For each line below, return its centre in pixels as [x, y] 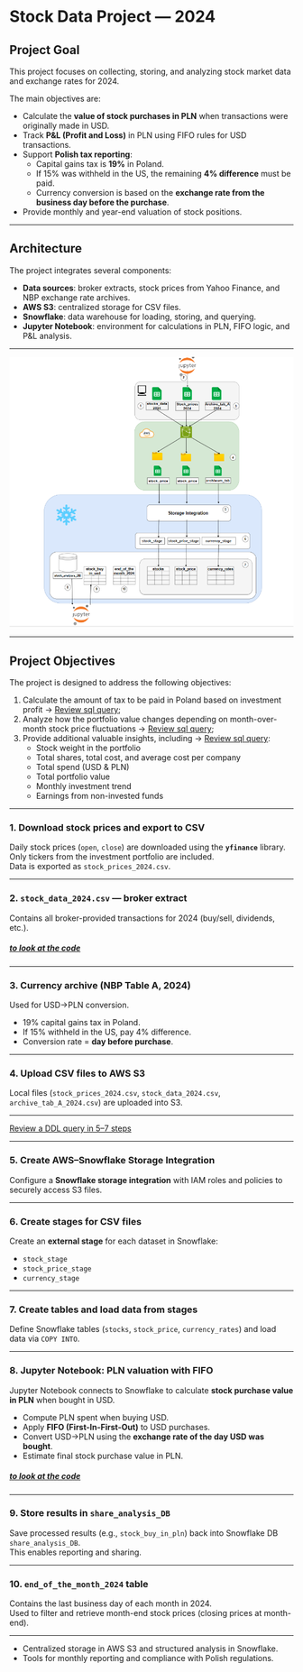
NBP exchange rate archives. [76, 297]
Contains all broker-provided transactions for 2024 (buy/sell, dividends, [142, 918]
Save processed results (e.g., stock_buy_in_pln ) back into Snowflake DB [144, 1533]
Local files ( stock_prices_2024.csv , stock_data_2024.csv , [115, 1093]
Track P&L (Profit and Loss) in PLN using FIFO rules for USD [134, 135]
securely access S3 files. [56, 1190]
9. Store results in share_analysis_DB [90, 1513]
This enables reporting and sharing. [76, 1552]
